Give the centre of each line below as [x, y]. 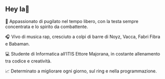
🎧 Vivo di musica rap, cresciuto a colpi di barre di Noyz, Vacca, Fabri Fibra [83, 36]
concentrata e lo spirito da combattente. [47, 26]
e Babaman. [18, 43]
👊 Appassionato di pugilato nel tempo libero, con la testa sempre [72, 21]
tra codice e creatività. [28, 61]
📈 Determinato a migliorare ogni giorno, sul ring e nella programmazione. [81, 71]
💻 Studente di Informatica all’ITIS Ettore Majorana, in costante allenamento [83, 53]
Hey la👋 [18, 9]
